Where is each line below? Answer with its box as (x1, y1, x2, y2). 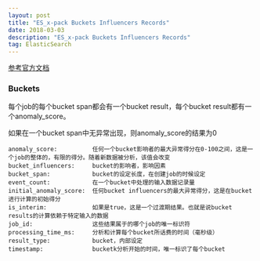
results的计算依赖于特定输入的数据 (8, 212, 109, 220)
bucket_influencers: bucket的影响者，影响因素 (8, 162, 166, 170)
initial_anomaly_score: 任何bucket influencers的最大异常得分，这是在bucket (8, 187, 253, 195)
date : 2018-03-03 (8, 26, 65, 34)
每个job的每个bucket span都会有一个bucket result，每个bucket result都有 (8, 102, 245, 111)
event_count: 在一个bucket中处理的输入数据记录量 (8, 179, 196, 187)
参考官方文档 (8, 63, 49, 73)
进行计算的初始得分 (8, 195, 61, 204)
